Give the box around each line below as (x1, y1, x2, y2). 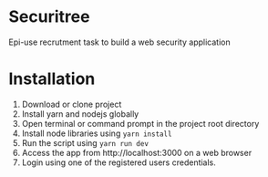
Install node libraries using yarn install (21, 128, 172, 139)
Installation (8, 68, 96, 89)
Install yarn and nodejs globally (21, 108, 139, 120)
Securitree (8, 6, 90, 27)
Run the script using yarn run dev (21, 137, 149, 148)
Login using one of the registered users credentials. (21, 157, 216, 168)
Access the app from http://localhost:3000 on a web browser (21, 147, 253, 158)
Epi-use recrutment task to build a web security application (8, 36, 231, 47)
